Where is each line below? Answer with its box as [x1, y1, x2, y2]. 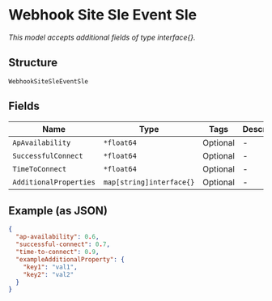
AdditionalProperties [12, 177, 96, 187]
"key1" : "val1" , [23, 263, 79, 271]
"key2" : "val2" [23, 270, 74, 278]
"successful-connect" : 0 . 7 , [15, 240, 111, 248]
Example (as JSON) [8, 204, 108, 218]
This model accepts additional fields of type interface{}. [8, 32, 196, 42]
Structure [8, 56, 58, 70]
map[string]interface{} [103, 177, 195, 187]
